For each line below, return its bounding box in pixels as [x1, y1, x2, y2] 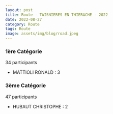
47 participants [5, 94, 37, 100]
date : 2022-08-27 [5, 17, 42, 22]
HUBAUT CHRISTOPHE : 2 [12, 103, 68, 109]
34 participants [5, 60, 37, 66]
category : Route [5, 21, 40, 27]
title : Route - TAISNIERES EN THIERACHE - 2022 [5, 12, 108, 17]
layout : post [5, 7, 33, 13]
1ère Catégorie [5, 48, 42, 55]
